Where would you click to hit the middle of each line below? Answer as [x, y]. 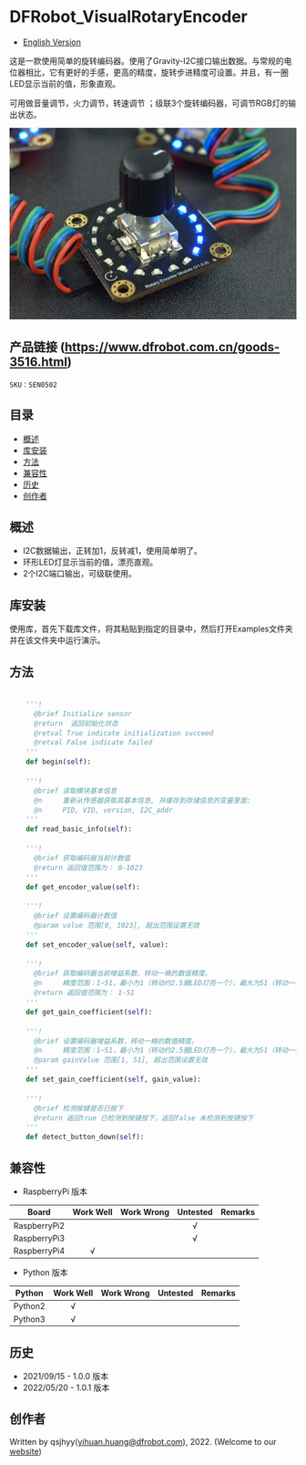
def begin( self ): [59, 762]
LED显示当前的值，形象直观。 [65, 83]
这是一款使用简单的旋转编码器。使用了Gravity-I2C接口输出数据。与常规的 [147, 60]
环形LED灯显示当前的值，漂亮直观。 [90, 562]
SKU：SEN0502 [33, 385]
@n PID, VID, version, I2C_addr [103, 810]
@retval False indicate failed [93, 743]
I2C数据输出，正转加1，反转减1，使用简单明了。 [112, 551]
